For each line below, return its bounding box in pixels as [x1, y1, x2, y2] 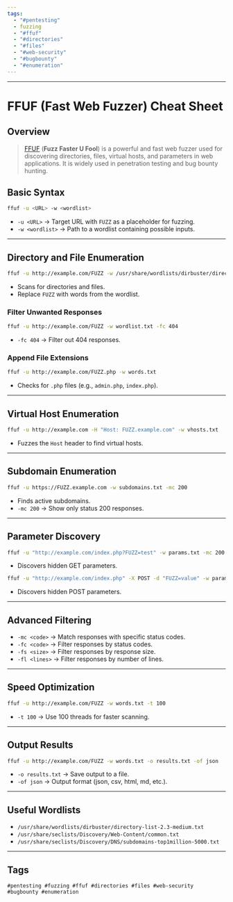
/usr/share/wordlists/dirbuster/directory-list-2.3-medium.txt [17, 824, 205, 831]
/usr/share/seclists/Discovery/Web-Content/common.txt [17, 831, 180, 838]
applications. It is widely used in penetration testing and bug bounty [24, 159, 218, 167]
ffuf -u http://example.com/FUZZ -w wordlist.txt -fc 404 [7, 323, 178, 330]
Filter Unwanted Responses [7, 307, 103, 317]
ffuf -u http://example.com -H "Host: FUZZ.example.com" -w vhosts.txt [7, 427, 218, 434]
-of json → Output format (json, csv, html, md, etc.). [17, 778, 168, 786]
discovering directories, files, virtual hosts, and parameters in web [24, 151, 214, 160]
